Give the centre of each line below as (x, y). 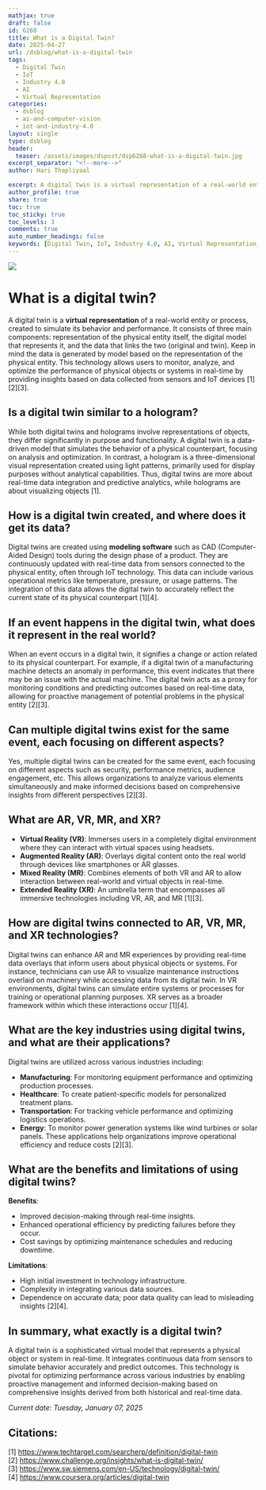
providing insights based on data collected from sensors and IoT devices (127, 379)
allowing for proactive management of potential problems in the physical (126, 696)
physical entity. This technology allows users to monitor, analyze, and (122, 362)
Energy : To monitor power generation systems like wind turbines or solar (139, 1127)
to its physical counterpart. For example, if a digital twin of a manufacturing (131, 663)
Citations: (33, 1432)
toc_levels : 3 (32, 222)
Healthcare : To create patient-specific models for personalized (123, 1094)
